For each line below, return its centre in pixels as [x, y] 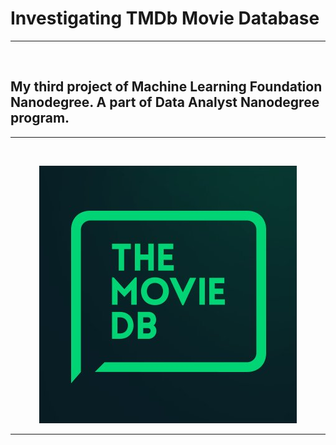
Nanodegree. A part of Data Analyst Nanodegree [165, 102]
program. [40, 118]
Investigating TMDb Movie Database [165, 18]
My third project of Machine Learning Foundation [166, 87]
